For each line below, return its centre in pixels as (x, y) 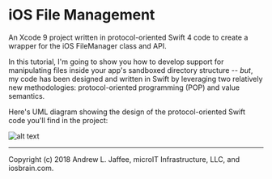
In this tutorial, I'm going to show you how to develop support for (116, 62)
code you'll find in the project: (58, 120)
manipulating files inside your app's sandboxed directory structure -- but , (131, 70)
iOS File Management (82, 15)
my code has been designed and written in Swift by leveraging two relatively (136, 79)
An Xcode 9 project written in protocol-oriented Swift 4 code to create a (128, 37)
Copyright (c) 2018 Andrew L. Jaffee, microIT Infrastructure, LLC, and (124, 159)
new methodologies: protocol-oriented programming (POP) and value (124, 87)
